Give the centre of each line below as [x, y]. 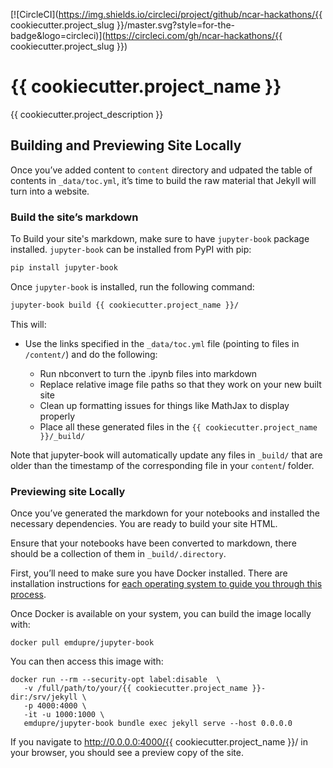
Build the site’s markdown [74, 217]
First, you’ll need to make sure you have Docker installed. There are [149, 573]
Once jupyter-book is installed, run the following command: [132, 286]
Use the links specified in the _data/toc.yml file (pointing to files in [162, 343]
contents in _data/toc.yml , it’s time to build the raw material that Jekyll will [163, 180]
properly [57, 416]
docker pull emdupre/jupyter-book [82, 643]
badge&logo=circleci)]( [58, 35]
